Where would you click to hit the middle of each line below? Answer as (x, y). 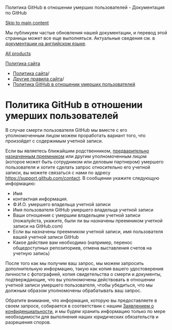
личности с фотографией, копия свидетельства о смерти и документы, (83, 274)
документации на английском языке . (46, 44)
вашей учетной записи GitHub (46, 237)
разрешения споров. (28, 322)
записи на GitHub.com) (38, 226)
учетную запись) (31, 253)
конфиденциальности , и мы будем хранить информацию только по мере (85, 311)
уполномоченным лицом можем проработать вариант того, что (75, 135)
